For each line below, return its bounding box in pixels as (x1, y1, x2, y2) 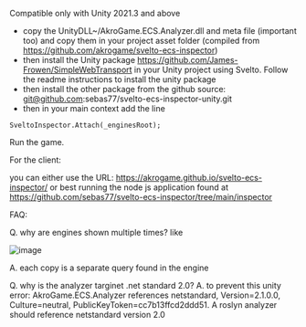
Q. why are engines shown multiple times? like (9, 227, 184, 237)
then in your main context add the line (22, 103, 166, 113)
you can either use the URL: (9, 173, 114, 183)
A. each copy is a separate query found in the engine (9, 262, 209, 273)
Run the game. (9, 137, 65, 147)
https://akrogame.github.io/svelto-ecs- (115, 173, 263, 183)
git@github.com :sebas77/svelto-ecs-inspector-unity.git (22, 93, 233, 104)
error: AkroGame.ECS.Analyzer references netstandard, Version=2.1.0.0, (9, 290, 281, 301)
